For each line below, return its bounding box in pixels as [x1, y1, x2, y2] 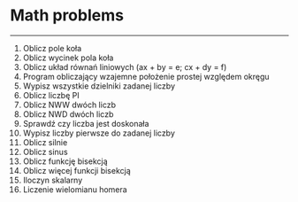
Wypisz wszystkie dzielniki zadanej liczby [22, 81, 176, 91]
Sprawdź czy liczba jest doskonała [22, 118, 149, 128]
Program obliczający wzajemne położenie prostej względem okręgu [22, 71, 270, 82]
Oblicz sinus [22, 146, 69, 157]
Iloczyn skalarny [22, 175, 83, 185]
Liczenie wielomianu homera [22, 183, 127, 195]
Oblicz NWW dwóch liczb [22, 99, 116, 110]
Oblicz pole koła [22, 43, 82, 53]
